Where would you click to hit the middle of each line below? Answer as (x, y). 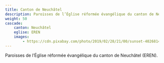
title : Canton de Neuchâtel (34, 10)
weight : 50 (16, 19)
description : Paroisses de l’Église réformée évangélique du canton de (79, 14)
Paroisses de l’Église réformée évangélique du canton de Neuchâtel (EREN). (82, 55)
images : (21, 37)
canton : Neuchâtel (32, 28)
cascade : (14, 23)
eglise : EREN (27, 32)
